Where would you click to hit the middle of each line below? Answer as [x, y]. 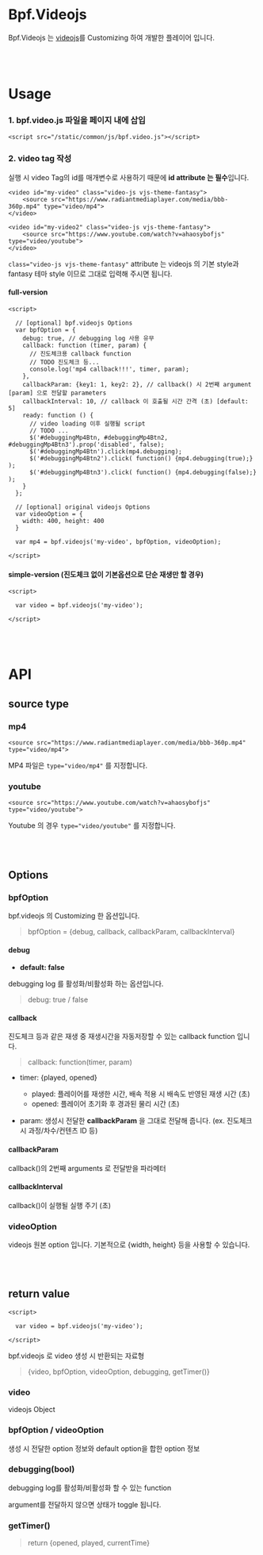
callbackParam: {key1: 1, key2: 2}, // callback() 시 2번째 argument [137, 384]
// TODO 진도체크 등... [64, 362]
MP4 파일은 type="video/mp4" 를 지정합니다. [78, 765]
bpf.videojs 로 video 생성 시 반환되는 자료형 [76, 1356]
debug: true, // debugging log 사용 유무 [88, 338]
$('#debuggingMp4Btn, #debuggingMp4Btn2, [99, 437]
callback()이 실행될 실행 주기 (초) [60, 1205]
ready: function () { [58, 415]
